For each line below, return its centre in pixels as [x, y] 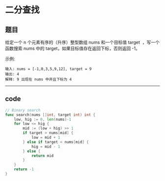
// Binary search [23, 110]
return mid [42, 156]
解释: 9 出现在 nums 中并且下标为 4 [39, 79]
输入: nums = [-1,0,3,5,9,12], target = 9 [48, 69]
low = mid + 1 [46, 137]
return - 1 [24, 169]
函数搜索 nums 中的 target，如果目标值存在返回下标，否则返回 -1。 [72, 48]
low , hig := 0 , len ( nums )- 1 [42, 119]
